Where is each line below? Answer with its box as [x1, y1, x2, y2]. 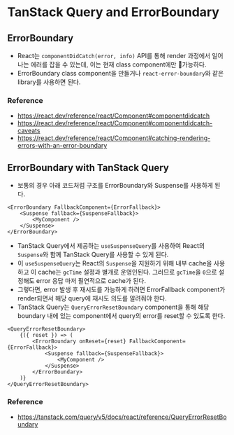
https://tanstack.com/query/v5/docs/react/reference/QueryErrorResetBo [17, 413, 227, 421]
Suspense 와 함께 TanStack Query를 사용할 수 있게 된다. [17, 250, 169, 259]
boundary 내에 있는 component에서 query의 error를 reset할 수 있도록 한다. [17, 312, 226, 320]
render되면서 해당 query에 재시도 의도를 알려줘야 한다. [17, 294, 168, 303]
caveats [17, 127, 41, 135]
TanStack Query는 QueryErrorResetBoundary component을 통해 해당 [17, 303, 210, 312]
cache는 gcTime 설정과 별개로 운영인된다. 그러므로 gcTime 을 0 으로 [38, 268, 218, 277]
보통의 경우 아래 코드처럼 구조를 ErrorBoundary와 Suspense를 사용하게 [17, 181, 213, 190]
